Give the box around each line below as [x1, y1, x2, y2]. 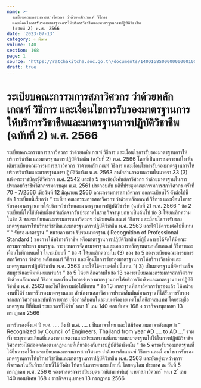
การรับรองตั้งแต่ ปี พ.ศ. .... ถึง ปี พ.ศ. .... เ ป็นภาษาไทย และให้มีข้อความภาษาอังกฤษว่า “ [7, 321, 181, 328]
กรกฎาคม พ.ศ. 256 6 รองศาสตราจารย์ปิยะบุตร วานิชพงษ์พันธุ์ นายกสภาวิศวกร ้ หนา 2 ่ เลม [7, 368, 187, 376]
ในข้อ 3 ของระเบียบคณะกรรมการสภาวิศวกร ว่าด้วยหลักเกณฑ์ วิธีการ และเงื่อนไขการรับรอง [7, 215, 183, 223]
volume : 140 [7, 42, 36, 48]
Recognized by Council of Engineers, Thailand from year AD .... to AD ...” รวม [7, 328, 194, 335]
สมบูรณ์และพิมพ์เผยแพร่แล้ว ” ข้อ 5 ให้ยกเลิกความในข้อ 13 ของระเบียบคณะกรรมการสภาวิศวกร [7, 269, 193, 277]
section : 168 [7, 48, 39, 54]
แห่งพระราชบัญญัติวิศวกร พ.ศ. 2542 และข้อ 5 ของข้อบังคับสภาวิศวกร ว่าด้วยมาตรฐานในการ [7, 176, 188, 183]
